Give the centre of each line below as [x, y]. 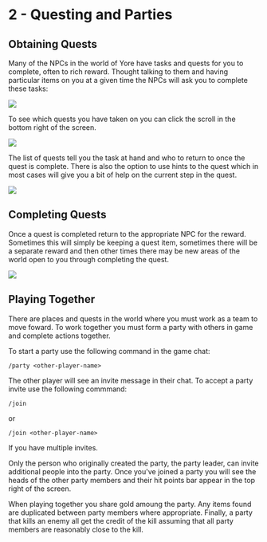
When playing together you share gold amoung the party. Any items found [130, 504]
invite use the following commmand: [68, 389]
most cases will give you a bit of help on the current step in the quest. [123, 175]
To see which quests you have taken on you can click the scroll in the [122, 119]
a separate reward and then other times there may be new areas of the [124, 251]
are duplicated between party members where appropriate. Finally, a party [131, 513]
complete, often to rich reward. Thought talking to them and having [118, 72]
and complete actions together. [59, 336]
